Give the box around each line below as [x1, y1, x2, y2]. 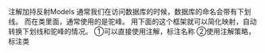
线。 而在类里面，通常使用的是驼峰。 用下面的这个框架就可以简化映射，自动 [8, 17, 257, 26]
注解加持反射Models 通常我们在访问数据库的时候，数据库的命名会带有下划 [8, 7, 251, 16]
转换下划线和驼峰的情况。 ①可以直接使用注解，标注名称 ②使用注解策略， [8, 27, 255, 36]
